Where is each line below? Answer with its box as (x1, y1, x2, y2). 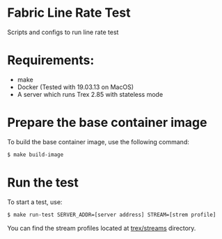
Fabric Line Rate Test (7, 5, 131, 21)
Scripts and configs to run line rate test (7, 28, 119, 36)
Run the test (7, 174, 79, 190)
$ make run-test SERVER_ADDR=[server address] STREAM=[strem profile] (7, 211, 216, 218)
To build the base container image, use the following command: (7, 137, 189, 146)
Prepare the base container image (7, 115, 207, 130)
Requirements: (7, 52, 95, 68)
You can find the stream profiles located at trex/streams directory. (7, 224, 196, 232)
